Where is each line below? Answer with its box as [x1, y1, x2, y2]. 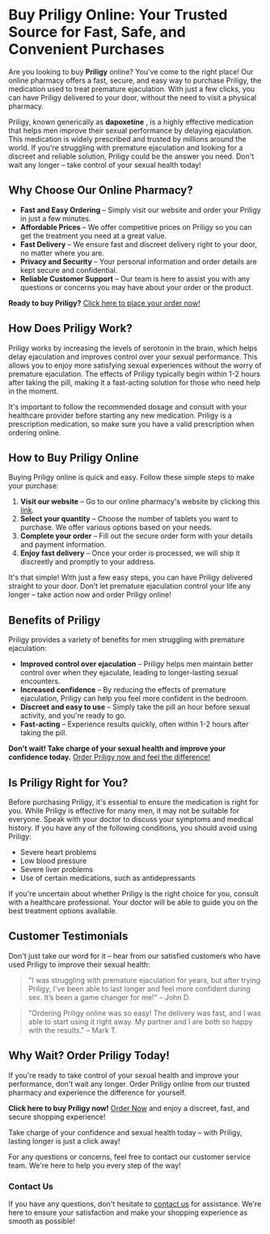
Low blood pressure [19, 856, 87, 866]
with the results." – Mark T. [27, 1025, 118, 1035]
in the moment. [8, 386, 59, 396]
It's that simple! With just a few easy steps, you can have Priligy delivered [8, 572, 253, 582]
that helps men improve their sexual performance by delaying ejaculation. [8, 126, 253, 135]
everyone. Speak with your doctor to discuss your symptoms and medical [8, 815, 254, 823]
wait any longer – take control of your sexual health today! [8, 160, 202, 169]
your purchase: [8, 481, 59, 491]
